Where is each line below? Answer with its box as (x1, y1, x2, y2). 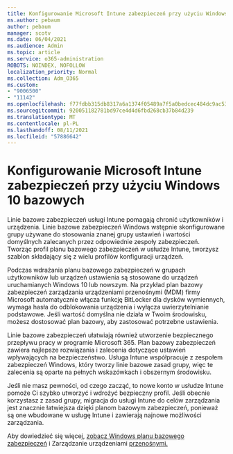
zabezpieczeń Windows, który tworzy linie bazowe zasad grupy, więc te (7, 361, 214, 369)
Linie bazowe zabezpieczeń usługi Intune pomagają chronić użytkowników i (7, 216, 224, 224)
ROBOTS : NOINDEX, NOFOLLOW (7, 62, 85, 69)
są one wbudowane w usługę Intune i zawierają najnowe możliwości (7, 411, 202, 419)
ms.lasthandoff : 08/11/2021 (7, 127, 89, 133)
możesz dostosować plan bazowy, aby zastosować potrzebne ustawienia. (7, 318, 218, 326)
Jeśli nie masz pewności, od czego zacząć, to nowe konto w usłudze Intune (7, 382, 224, 390)
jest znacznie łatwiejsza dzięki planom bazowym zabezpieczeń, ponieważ (7, 404, 218, 412)
